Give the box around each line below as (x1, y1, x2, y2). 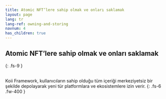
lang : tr (5, 17, 24, 22)
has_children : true (5, 31, 46, 36)
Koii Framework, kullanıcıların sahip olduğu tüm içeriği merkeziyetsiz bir (5, 77, 153, 83)
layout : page (5, 12, 33, 17)
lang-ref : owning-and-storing (5, 21, 69, 27)
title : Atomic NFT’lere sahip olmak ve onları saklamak (5, 7, 124, 13)
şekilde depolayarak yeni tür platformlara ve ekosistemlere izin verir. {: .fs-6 (5, 83, 161, 89)
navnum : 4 (5, 26, 26, 31)
